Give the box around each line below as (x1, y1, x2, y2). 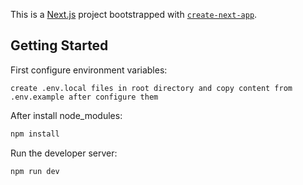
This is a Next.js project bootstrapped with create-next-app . (10, 9, 258, 20)
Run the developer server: (10, 147, 118, 159)
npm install (10, 129, 60, 139)
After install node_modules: (10, 109, 123, 121)
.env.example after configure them (10, 92, 159, 102)
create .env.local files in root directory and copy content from (10, 83, 293, 93)
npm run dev (10, 166, 60, 176)
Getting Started (10, 37, 109, 54)
